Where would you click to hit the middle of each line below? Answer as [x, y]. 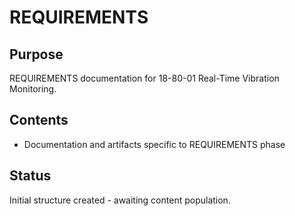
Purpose [36, 54]
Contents [39, 120]
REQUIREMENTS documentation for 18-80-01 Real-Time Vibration [144, 78]
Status [30, 176]
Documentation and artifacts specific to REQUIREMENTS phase [154, 144]
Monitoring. [33, 89]
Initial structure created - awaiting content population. [120, 200]
